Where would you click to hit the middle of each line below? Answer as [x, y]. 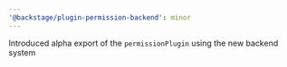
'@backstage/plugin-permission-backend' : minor [100, 17]
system [22, 52]
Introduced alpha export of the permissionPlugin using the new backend [143, 43]
